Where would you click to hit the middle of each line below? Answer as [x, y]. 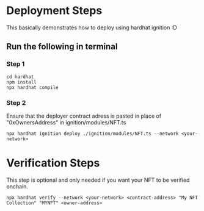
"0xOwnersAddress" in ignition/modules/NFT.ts [66, 122]
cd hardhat [20, 77]
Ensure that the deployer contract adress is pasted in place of [84, 116]
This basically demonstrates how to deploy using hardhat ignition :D [92, 27]
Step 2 [16, 102]
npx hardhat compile [33, 87]
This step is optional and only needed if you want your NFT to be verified [98, 180]
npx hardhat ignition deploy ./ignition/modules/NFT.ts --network [93, 134]
